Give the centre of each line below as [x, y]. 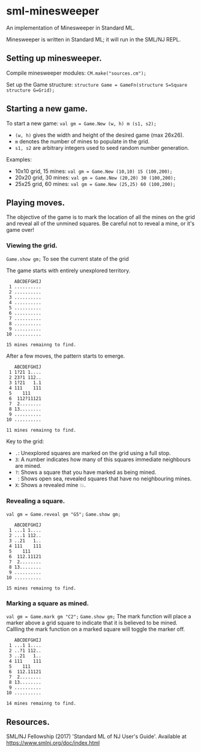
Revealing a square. [36, 501]
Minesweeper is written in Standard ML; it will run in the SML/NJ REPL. [94, 39]
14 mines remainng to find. [41, 704]
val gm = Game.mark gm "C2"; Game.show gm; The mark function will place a [99, 617]
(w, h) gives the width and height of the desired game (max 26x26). [99, 135]
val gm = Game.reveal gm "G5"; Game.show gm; [64, 514]
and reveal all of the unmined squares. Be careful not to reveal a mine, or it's [100, 223]
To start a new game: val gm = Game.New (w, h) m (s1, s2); [82, 123]
